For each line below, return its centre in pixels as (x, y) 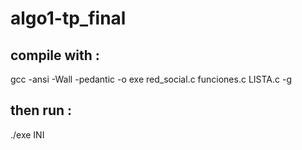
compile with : (55, 55)
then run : (41, 110)
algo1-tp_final (68, 18)
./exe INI (27, 134)
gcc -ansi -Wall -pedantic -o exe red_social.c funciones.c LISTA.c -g (151, 79)
